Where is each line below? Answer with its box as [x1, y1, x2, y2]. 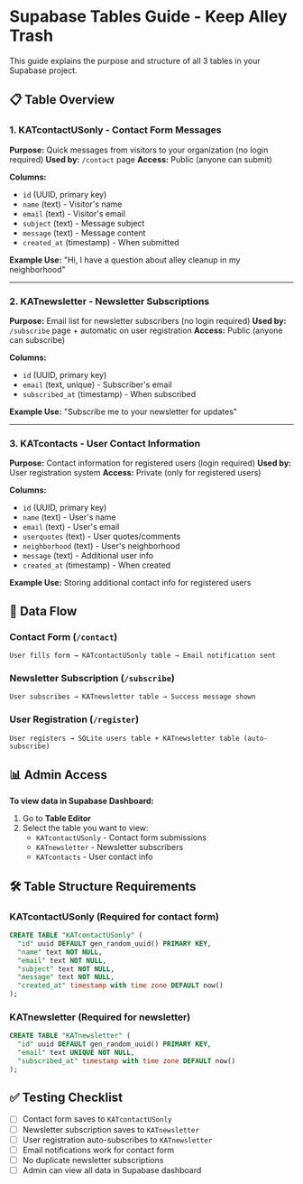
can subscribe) [9, 334, 66, 345]
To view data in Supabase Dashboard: [9, 796, 155, 807]
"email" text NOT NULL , [17, 956, 106, 965]
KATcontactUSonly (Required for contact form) [9, 910, 219, 922]
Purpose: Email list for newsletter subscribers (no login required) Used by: [9, 315, 287, 326]
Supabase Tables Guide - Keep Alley [9, 6, 288, 27]
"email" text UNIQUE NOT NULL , [17, 1049, 135, 1058]
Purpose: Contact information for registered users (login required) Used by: [9, 458, 291, 468]
